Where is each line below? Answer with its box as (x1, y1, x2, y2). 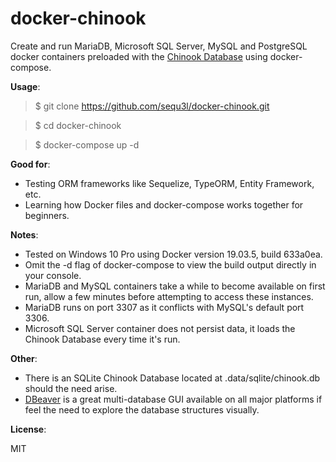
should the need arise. (24, 382, 118, 394)
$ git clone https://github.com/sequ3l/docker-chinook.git (34, 100, 270, 112)
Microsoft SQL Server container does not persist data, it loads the (24, 322, 296, 334)
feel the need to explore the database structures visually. (24, 403, 260, 416)
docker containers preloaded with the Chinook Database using (10, 50, 268, 62)
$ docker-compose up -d (34, 138, 140, 151)
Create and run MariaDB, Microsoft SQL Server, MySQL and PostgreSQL (10, 40, 308, 52)
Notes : (10, 228, 39, 241)
